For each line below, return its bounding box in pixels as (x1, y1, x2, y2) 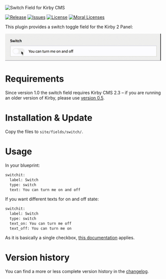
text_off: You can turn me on (9, 226, 72, 231)
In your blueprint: (5, 162, 41, 168)
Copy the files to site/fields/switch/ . (5, 129, 83, 135)
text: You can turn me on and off (9, 187, 81, 192)
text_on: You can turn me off (9, 221, 72, 226)
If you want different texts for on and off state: (5, 196, 99, 202)
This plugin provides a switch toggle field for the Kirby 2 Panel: (5, 24, 133, 30)
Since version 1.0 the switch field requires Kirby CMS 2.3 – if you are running (5, 90, 161, 96)
